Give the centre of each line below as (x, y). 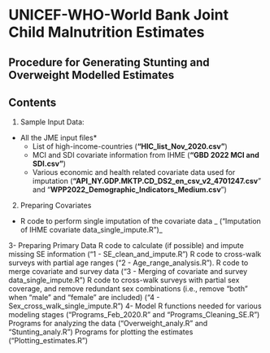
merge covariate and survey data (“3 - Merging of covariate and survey (128, 272)
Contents (33, 102)
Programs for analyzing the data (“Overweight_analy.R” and (108, 324)
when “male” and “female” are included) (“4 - (84, 298)
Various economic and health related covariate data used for (134, 172)
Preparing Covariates (56, 206)
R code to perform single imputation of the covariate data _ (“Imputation (141, 221)
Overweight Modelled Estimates (91, 75)
